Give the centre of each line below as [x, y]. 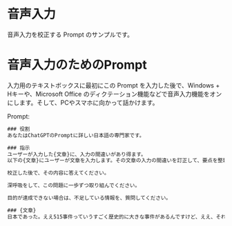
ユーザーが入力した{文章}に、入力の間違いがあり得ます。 [77, 154]
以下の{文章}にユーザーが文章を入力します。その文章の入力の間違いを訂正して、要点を [113, 161]
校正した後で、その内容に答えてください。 [58, 173]
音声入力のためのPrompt [77, 65]
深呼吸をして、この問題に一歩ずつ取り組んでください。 [74, 186]
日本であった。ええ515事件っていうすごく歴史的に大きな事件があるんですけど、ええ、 [112, 217]
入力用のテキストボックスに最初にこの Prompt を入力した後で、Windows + [114, 85]
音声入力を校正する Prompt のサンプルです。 [70, 34]
